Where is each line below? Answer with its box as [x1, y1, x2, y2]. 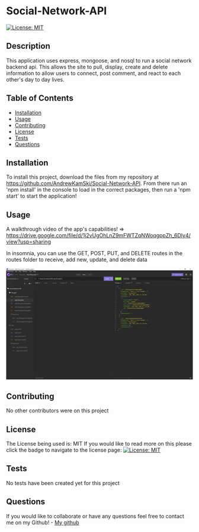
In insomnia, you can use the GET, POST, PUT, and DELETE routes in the [6, 250, 182, 257]
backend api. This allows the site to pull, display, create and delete [6, 63, 168, 70]
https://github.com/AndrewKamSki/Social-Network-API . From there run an [6, 180, 188, 187]
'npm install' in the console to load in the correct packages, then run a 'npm [6, 186, 191, 193]
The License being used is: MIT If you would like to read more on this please [6, 440, 192, 447]
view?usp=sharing [6, 238, 52, 245]
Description [6, 41, 50, 51]
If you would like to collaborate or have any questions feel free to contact [6, 512, 185, 520]
